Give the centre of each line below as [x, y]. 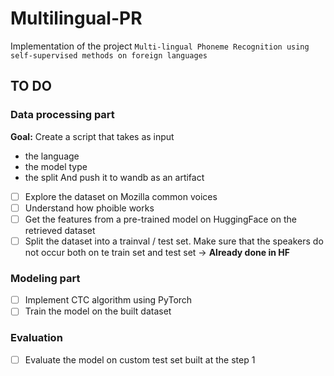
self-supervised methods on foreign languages [109, 55]
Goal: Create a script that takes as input [92, 136]
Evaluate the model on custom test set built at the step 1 [140, 359]
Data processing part [62, 115]
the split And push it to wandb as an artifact [114, 177]
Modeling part [45, 278]
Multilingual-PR [76, 18]
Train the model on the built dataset [98, 311]
